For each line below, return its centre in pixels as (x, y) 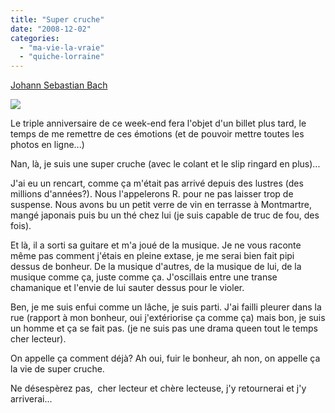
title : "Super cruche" (57, 19)
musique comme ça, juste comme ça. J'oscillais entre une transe (144, 277)
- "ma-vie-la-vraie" (62, 47)
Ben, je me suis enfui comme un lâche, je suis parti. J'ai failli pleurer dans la (166, 307)
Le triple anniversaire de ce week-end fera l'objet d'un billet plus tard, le (158, 123)
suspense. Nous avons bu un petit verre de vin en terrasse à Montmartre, (161, 205)
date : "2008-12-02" (51, 29)
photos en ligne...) (47, 145)
